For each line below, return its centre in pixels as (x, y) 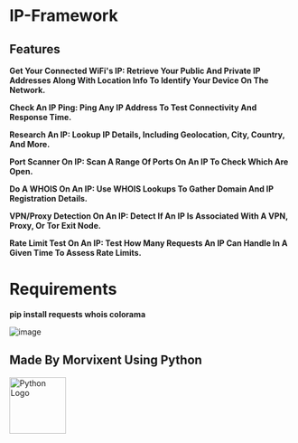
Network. (28, 90)
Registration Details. (49, 198)
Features (35, 49)
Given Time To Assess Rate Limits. (75, 253)
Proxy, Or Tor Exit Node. (55, 226)
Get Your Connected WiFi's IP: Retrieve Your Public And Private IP (135, 71)
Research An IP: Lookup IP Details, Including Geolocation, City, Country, (147, 135)
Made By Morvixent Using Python (106, 360)
